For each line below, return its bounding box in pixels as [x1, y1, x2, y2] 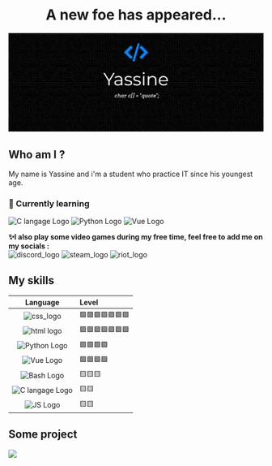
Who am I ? [8, 148, 66, 162]
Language [25, 297, 60, 307]
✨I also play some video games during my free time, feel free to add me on [8, 232, 263, 242]
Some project [8, 428, 78, 442]
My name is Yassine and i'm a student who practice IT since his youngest [8, 169, 253, 179]
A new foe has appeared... [45, 6, 227, 24]
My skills [8, 274, 55, 287]
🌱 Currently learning [8, 198, 90, 209]
